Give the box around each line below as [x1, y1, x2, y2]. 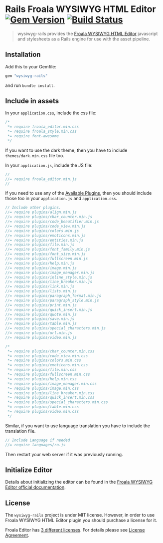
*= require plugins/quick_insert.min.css [7, 395, 95, 400]
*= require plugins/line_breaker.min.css [7, 390, 95, 395]
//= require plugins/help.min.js [5, 261, 75, 266]
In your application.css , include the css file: [5, 110, 97, 116]
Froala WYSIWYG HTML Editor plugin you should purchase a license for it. [5, 518, 158, 524]
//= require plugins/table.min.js [5, 321, 77, 326]
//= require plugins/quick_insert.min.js [5, 307, 93, 312]
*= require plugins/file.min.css [7, 367, 77, 372]
